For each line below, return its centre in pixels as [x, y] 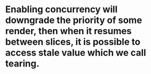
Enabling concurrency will [62, 9]
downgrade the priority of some [74, 20]
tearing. [22, 64]
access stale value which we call [76, 53]
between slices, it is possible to [73, 42]
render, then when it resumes [69, 31]
